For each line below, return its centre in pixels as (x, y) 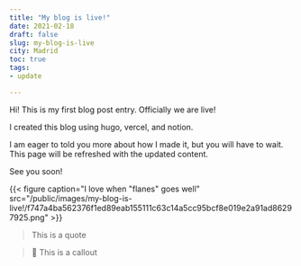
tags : (19, 68)
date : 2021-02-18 (42, 26)
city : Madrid (34, 51)
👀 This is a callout (64, 252)
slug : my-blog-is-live (52, 43)
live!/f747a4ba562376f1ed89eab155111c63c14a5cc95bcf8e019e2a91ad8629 (151, 208)
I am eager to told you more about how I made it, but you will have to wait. (146, 144)
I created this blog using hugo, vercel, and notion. (101, 127)
